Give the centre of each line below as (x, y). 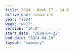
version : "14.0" (22, 29)
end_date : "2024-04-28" (30, 38)
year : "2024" (19, 19)
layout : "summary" (25, 43)
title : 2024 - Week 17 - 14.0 (37, 10)
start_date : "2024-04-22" (32, 33)
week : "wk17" (19, 24)
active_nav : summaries (29, 15)
